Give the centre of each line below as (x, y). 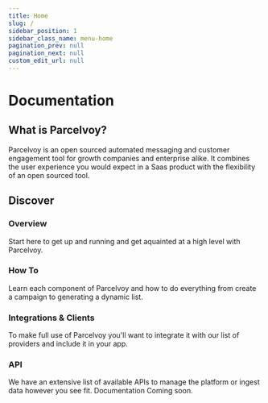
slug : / (21, 23)
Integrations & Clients (52, 318)
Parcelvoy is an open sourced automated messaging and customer (119, 149)
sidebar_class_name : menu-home (61, 38)
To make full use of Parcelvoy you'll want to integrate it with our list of (124, 335)
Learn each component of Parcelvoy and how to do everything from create (132, 288)
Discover (31, 201)
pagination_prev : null (46, 46)
